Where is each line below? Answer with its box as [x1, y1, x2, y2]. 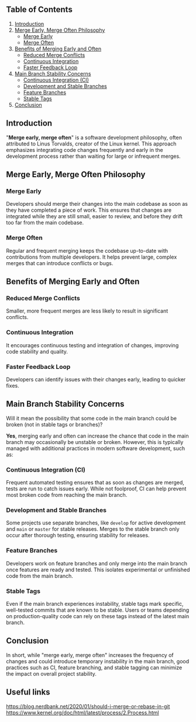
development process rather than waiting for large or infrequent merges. [6, 152, 181, 160]
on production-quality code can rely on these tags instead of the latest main [6, 612, 190, 619]
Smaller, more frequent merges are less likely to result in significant [6, 307, 169, 314]
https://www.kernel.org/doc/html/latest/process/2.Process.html [6, 709, 159, 716]
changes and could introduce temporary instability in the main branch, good [6, 657, 190, 665]
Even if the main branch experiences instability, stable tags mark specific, [6, 600, 184, 607]
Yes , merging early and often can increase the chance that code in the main [6, 432, 189, 439]
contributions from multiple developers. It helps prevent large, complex [6, 253, 177, 260]
